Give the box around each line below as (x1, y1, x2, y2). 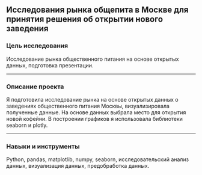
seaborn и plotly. (6, 121, 48, 129)
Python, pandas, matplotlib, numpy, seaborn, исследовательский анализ (6, 156, 189, 163)
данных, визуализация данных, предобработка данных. (6, 162, 150, 170)
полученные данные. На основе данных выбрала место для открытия (6, 108, 186, 116)
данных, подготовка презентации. (6, 61, 94, 69)
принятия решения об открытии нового (6, 14, 164, 25)
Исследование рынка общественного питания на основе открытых (6, 55, 179, 63)
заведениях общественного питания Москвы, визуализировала (6, 102, 170, 109)
